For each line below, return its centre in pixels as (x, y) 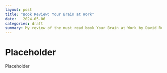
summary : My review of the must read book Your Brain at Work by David (81, 28)
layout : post (19, 10)
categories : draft (24, 23)
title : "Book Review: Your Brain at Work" (50, 14)
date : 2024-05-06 (25, 19)
